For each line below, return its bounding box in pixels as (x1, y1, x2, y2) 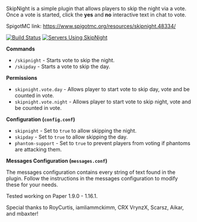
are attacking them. (14, 146, 62, 153)
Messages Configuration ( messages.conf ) (6, 157, 108, 164)
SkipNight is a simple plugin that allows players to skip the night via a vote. (6, 5, 187, 12)
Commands (6, 45, 35, 52)
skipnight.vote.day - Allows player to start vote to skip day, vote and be (14, 86, 190, 93)
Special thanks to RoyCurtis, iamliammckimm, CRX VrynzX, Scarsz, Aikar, (6, 204, 184, 211)
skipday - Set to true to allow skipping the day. (14, 133, 128, 140)
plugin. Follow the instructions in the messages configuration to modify (6, 175, 178, 181)
